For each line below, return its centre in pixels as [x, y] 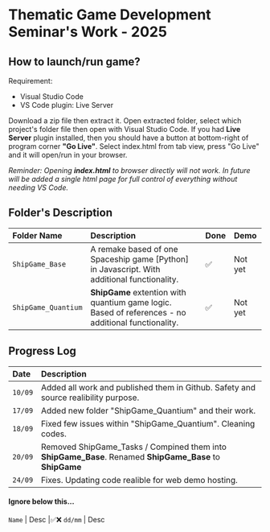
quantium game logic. [131, 302]
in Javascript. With [125, 269]
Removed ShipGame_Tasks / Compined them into [134, 447]
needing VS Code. [39, 188]
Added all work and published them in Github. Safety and [148, 387]
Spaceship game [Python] [139, 259]
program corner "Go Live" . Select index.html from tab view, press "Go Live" [134, 146]
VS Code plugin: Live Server [67, 105]
